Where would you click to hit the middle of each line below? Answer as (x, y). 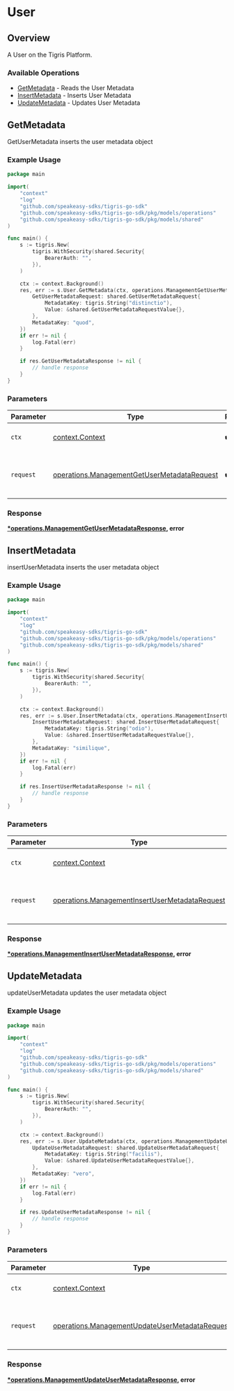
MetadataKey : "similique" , (71, 748)
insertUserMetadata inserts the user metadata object (83, 568)
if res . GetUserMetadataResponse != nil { (80, 361)
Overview (29, 38)
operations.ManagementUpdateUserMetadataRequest (142, 1326)
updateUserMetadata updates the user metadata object (87, 993)
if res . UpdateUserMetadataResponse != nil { (85, 1212)
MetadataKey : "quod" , (64, 322)
